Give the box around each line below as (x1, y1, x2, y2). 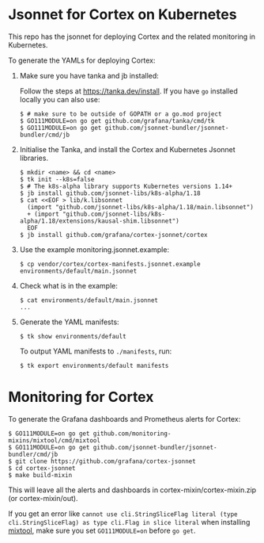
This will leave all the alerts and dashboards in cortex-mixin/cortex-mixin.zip (8, 485, 257, 495)
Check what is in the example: (19, 281, 119, 290)
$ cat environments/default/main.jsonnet (19, 296, 158, 304)
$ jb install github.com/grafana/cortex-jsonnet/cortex (19, 231, 208, 239)
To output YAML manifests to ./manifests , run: (19, 346, 172, 356)
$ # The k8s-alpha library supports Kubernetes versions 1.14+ (19, 182, 233, 190)
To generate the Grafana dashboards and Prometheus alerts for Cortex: (8, 414, 241, 423)
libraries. (19, 153, 49, 163)
